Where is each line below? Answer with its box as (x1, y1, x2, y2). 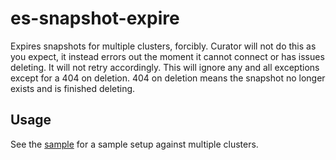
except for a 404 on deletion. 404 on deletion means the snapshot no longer (10, 72, 326, 84)
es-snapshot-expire (10, 7, 180, 30)
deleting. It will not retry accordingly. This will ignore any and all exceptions (10, 61, 320, 73)
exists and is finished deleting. (10, 82, 136, 94)
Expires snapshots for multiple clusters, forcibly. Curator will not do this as (10, 40, 317, 52)
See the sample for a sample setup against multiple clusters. (10, 138, 259, 150)
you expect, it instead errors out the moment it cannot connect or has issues (10, 50, 325, 62)
